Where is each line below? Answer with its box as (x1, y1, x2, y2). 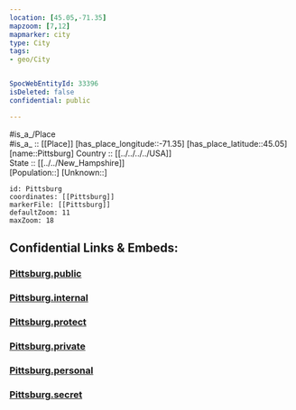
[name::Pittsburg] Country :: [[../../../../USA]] (9, 148, 172, 159)
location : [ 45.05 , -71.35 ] (9, 13, 106, 23)
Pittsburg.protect (9, 315, 88, 328)
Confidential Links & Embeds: (9, 241, 179, 256)
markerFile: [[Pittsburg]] (9, 200, 111, 209)
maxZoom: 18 (9, 215, 54, 225)
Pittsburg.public (9, 267, 82, 279)
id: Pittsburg (9, 184, 63, 194)
